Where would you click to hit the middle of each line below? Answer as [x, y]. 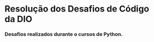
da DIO [19, 19]
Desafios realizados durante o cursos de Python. [64, 34]
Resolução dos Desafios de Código [77, 9]
